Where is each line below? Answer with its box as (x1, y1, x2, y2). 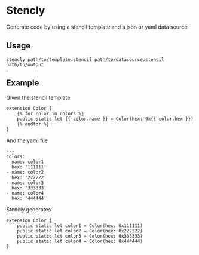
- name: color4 (6, 190, 44, 196)
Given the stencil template (6, 94, 71, 101)
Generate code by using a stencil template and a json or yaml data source (6, 23, 188, 30)
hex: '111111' (11, 164, 47, 170)
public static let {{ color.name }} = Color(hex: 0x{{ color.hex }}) (17, 116, 194, 122)
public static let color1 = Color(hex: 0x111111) (17, 222, 143, 229)
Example (6, 78, 39, 88)
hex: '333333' (11, 185, 47, 191)
